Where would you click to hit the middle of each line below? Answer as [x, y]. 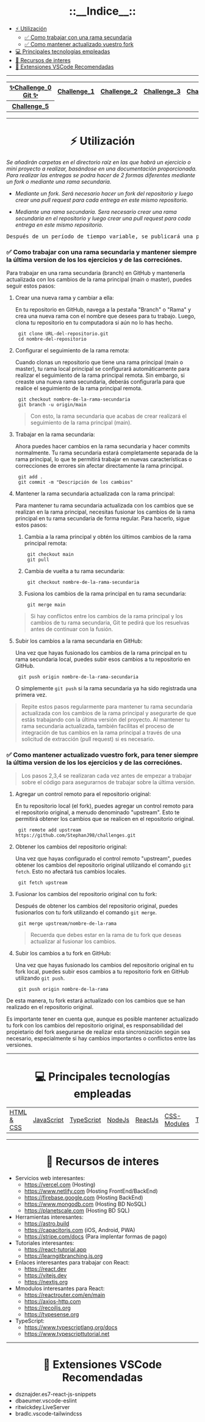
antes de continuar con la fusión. [72, 629]
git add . [31, 477]
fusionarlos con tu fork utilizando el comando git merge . [86, 913]
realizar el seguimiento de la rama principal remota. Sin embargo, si [100, 375]
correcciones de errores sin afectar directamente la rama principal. [99, 466]
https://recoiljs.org [48, 1308]
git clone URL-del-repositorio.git [63, 334]
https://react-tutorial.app [55, 1250]
